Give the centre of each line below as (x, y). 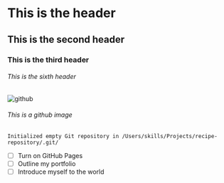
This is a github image (40, 115)
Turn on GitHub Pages (50, 155)
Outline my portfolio (47, 163)
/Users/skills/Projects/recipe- (170, 136)
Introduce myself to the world (61, 172)
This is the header (62, 13)
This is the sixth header (42, 77)
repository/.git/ (33, 142)
